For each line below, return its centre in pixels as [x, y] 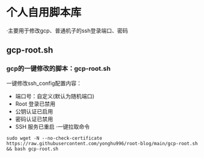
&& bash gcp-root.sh [33, 149]
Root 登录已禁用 [35, 104]
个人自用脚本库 [44, 13]
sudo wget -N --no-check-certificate [54, 138]
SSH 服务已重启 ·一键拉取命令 [53, 126]
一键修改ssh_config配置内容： [44, 83]
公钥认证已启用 [34, 111]
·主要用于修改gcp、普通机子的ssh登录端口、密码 [67, 31]
